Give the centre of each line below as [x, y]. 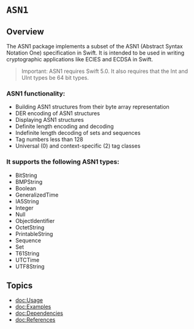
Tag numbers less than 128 [49, 140]
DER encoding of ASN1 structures [58, 113]
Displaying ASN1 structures [50, 120]
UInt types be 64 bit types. [55, 78]
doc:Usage [29, 300]
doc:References [35, 320]
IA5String [27, 201]
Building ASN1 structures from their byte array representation [92, 107]
